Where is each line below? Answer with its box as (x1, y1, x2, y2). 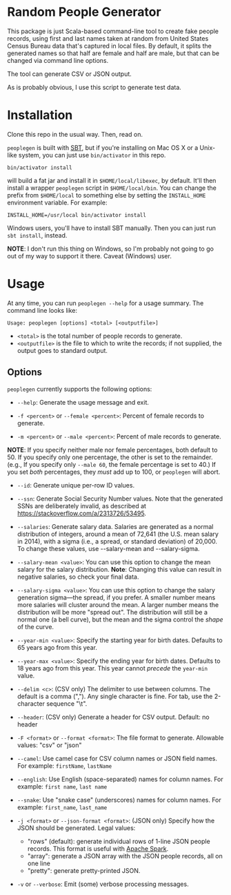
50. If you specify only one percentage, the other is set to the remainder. (7, 453, 213, 461)
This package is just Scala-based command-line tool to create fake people (7, 27, 219, 35)
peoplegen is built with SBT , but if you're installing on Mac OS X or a (7, 143, 199, 152)
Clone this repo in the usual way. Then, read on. (7, 130, 143, 138)
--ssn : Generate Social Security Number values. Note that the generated (17, 494, 223, 503)
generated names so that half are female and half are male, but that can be (7, 49, 219, 57)
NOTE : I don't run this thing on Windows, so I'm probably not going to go (7, 244, 214, 253)
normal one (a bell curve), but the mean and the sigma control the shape (17, 615, 223, 624)
